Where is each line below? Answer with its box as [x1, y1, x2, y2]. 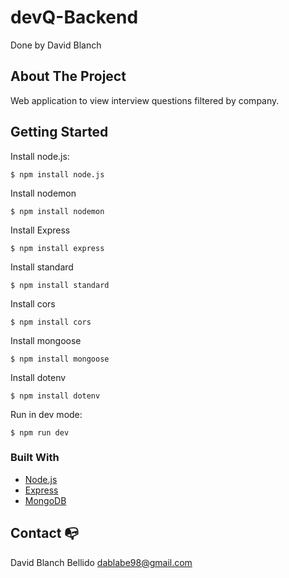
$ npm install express [10, 243, 105, 253]
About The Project [10, 68, 127, 85]
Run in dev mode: [10, 408, 83, 420]
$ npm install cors [10, 317, 92, 327]
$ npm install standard [10, 280, 110, 290]
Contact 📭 [10, 525, 80, 542]
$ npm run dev [10, 427, 70, 438]
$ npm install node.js [10, 169, 105, 180]
